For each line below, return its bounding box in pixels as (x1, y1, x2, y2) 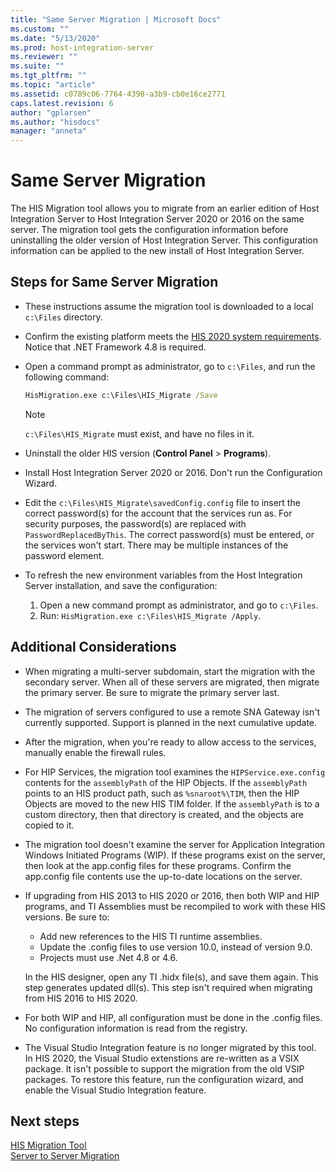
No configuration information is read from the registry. (24, 1022, 248, 1034)
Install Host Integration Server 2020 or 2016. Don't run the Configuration (24, 466, 323, 478)
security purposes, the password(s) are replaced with (24, 517, 247, 530)
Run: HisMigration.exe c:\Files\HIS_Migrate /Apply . (39, 609, 262, 621)
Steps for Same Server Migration (10, 274, 219, 291)
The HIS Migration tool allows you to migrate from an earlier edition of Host (10, 202, 320, 215)
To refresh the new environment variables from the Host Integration (24, 569, 303, 581)
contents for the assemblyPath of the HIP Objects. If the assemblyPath (24, 776, 308, 788)
